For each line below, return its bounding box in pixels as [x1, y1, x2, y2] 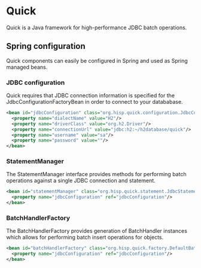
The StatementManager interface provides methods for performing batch [6, 171, 187, 178]
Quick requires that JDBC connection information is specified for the [6, 92, 175, 99]
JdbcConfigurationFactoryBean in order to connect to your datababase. [6, 98, 184, 106]
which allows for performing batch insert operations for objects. [6, 234, 164, 241]
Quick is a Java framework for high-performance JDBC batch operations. [6, 24, 187, 31]
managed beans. [6, 63, 48, 70]
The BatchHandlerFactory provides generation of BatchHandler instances [6, 227, 187, 235]
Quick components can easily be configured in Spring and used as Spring [6, 57, 188, 64]
